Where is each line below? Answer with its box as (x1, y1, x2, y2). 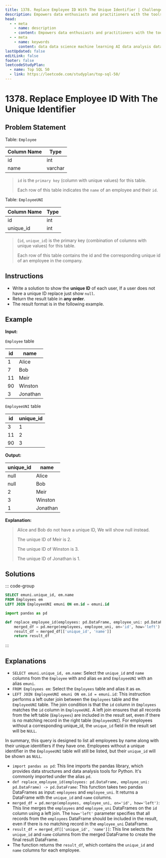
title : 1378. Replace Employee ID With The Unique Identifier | (5, 7, 140, 12)
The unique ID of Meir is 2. (17, 536, 72, 542)
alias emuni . (12, 681, 36, 686)
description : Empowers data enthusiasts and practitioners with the (5, 12, 149, 17)
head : (5, 16, 16, 21)
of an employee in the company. (17, 257, 83, 263)
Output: (5, 452, 21, 458)
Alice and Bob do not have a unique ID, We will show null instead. (17, 526, 150, 533)
